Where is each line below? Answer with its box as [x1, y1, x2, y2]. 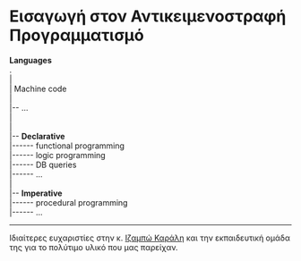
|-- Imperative [9, 188, 63, 198]
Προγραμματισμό [9, 25, 145, 46]
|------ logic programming [9, 149, 106, 160]
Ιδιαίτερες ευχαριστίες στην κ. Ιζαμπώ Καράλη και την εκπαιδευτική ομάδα [9, 232, 291, 243]
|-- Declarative [9, 130, 65, 141]
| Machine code [9, 83, 67, 94]
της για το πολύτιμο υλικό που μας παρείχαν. [9, 241, 178, 252]
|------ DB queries [9, 159, 77, 170]
